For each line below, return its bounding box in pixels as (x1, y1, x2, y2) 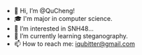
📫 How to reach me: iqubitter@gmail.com (13, 40, 135, 48)
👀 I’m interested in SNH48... (13, 24, 94, 33)
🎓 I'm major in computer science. (13, 15, 113, 22)
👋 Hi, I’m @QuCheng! (13, 7, 76, 15)
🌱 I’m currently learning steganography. (13, 32, 128, 40)
